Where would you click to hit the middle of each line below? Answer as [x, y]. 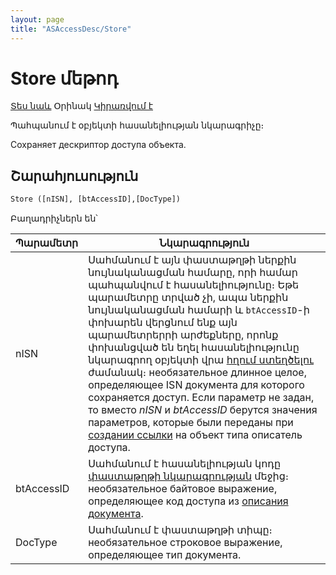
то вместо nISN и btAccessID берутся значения [203, 410]
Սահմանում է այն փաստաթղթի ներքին [192, 260]
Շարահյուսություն [74, 176]
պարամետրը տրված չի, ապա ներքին [188, 298]
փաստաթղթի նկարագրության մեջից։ [189, 476]
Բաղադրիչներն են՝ [54, 218]
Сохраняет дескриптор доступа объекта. [98, 145]
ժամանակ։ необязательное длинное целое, [197, 373]
